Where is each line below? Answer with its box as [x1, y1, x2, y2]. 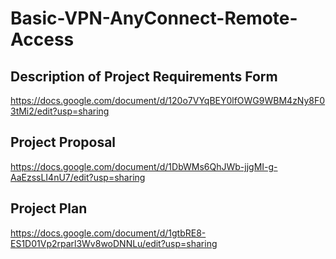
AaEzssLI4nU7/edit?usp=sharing [10, 171, 146, 183]
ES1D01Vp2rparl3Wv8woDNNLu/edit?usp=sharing [10, 237, 218, 249]
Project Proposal [10, 134, 117, 151]
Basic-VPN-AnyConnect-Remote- [10, 7, 298, 30]
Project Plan [10, 200, 88, 217]
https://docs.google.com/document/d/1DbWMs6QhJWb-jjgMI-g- [10, 160, 278, 172]
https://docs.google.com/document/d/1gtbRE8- [10, 227, 207, 239]
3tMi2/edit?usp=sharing [10, 105, 110, 117]
